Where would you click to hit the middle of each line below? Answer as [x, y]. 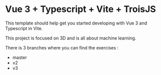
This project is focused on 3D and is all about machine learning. [71, 38]
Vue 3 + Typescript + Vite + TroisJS [80, 9]
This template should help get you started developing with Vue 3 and [76, 23]
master [20, 57]
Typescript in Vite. [24, 28]
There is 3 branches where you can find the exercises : [62, 47]
